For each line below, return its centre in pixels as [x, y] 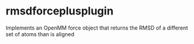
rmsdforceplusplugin [60, 11]
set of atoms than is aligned [40, 34]
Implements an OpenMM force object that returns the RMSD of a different [97, 28]
